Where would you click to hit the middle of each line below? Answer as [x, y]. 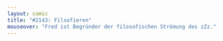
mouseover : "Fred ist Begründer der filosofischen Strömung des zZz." [112, 26]
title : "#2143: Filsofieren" [49, 20]
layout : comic [28, 14]
